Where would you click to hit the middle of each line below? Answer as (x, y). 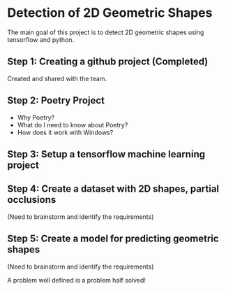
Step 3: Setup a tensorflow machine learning (106, 154)
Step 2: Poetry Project (56, 100)
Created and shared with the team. (57, 78)
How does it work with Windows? (65, 132)
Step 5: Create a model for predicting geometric (113, 239)
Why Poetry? (36, 118)
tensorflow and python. (41, 39)
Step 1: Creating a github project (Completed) (108, 62)
